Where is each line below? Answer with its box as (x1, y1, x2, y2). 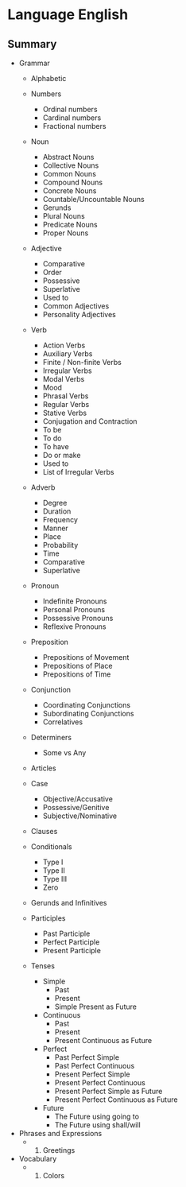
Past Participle (42, 929, 91, 938)
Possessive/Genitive (42, 803, 110, 812)
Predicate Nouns (42, 220, 98, 229)
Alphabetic (30, 74, 67, 83)
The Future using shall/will (54, 1120, 141, 1130)
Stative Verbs (42, 408, 87, 417)
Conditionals (30, 842, 72, 851)
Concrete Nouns (42, 186, 97, 196)
